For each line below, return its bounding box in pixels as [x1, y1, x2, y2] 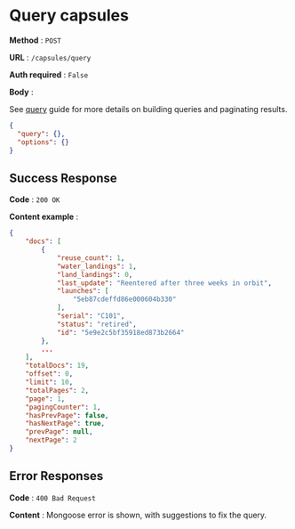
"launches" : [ [56, 287, 109, 296]
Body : [9, 86, 34, 97]
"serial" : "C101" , [56, 312, 125, 321]
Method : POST [9, 35, 62, 45]
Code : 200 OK [9, 194, 60, 205]
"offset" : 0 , [25, 370, 74, 378]
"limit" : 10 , [25, 378, 74, 387]
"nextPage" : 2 [25, 435, 77, 445]
